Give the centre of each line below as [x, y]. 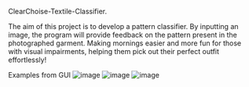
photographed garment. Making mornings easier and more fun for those [125, 43]
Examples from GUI [40, 75]
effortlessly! [27, 60]
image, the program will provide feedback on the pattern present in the [123, 35]
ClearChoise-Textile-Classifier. [58, 11]
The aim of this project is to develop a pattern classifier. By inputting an [123, 26]
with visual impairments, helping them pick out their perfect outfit [114, 51]
